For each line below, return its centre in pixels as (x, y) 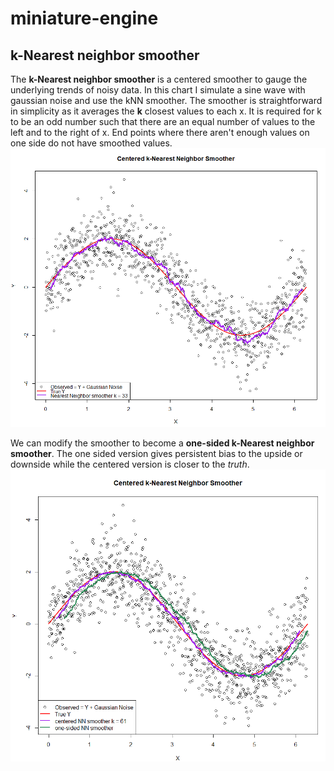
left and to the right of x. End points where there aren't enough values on (160, 132)
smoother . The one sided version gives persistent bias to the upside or (156, 454)
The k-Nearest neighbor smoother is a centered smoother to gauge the (159, 79)
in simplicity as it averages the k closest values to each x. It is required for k (166, 111)
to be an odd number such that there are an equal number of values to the (163, 121)
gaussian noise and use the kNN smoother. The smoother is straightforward (166, 100)
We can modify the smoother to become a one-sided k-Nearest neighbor (162, 443)
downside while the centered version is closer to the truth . (130, 464)
